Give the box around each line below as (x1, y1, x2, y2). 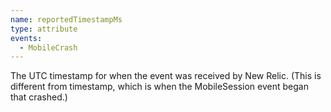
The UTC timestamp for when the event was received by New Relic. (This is (10, 70, 322, 82)
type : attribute (10, 24, 78, 34)
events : (10, 33, 43, 43)
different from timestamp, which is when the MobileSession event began (10, 81, 309, 93)
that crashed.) (10, 91, 68, 103)
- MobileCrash (19, 42, 78, 53)
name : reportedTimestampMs (10, 14, 123, 25)
